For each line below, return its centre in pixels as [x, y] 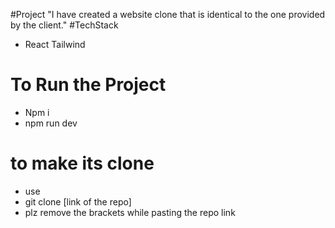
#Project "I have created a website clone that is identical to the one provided [168, 14]
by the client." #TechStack [64, 25]
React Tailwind [55, 44]
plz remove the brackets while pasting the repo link [130, 212]
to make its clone [82, 163]
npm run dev [51, 123]
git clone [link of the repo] [78, 201]
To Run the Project [88, 85]
